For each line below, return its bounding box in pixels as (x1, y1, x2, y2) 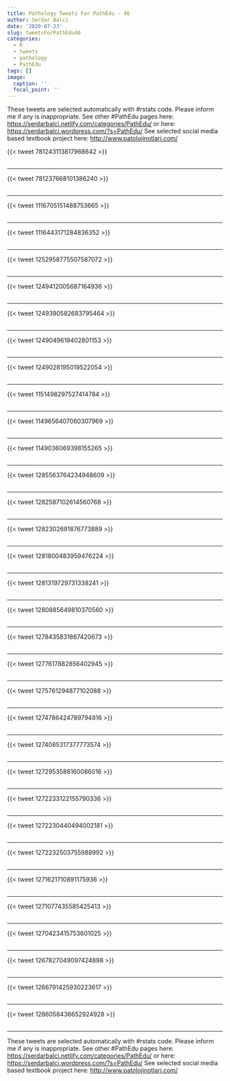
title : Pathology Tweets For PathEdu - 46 (7, 10, 130, 17)
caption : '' (13, 80, 48, 87)
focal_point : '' (13, 86, 60, 93)
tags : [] (7, 67, 32, 74)
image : (7, 73, 26, 81)
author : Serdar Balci (7, 16, 69, 23)
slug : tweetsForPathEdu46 (7, 29, 81, 36)
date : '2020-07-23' (7, 23, 63, 29)
